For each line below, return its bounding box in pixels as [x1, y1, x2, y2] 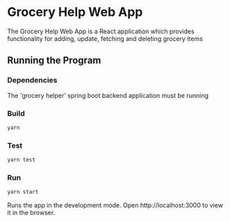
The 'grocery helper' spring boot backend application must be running [7, 91, 208, 99]
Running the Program [7, 55, 101, 67]
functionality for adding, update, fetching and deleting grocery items [7, 34, 203, 42]
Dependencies [7, 76, 58, 85]
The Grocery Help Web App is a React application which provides [7, 27, 195, 35]
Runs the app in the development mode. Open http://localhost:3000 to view [7, 201, 224, 210]
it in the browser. [7, 209, 56, 217]
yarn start [7, 189, 39, 196]
